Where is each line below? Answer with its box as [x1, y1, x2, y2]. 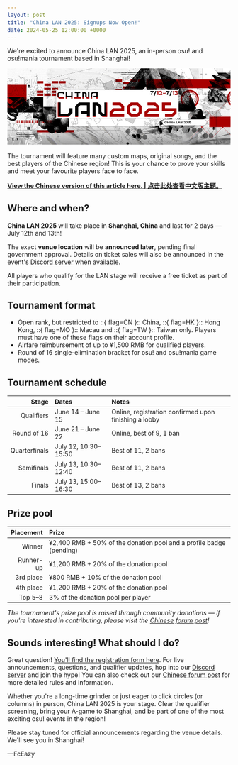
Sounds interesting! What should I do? [7, 637, 180, 649]
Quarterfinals [10, 446, 49, 454]
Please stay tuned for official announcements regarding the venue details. [7, 728, 223, 737]
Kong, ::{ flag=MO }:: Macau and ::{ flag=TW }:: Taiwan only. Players [17, 326, 217, 334]
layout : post [7, 11, 46, 18]
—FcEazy [7, 749, 35, 759]
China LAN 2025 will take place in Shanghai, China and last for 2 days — [7, 221, 222, 230]
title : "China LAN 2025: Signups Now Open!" [7, 18, 141, 26]
